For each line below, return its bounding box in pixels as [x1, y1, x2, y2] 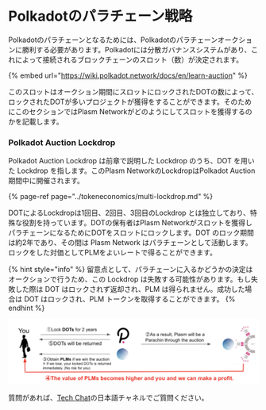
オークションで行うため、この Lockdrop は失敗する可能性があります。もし [8, 274, 252, 284]
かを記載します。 [8, 117, 64, 126]
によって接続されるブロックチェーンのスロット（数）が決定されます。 [14, 55, 244, 64]
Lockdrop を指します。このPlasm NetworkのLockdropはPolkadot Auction [17, 166, 256, 175]
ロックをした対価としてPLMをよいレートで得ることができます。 [8, 247, 217, 258]
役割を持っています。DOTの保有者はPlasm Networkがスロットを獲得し [21, 218, 253, 228]
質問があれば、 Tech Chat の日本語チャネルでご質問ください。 [8, 393, 209, 403]
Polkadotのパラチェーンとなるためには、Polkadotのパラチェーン [8, 35, 218, 44]
